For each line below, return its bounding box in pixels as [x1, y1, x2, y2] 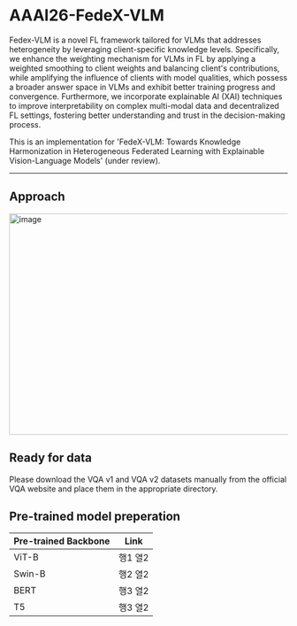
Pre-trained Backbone [13, 535, 110, 547]
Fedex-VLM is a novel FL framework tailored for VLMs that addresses [9, 35, 262, 45]
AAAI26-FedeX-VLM [9, 5, 165, 26]
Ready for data [9, 451, 93, 466]
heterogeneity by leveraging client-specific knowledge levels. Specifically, [9, 43, 280, 54]
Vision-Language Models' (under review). [9, 155, 161, 166]
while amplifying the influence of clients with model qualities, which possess [9, 72, 288, 82]
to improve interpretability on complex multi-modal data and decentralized [9, 100, 280, 111]
